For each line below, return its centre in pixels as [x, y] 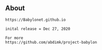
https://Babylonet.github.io [35, 19]
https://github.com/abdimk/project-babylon [51, 42]
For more [14, 38]
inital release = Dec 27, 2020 [38, 29]
